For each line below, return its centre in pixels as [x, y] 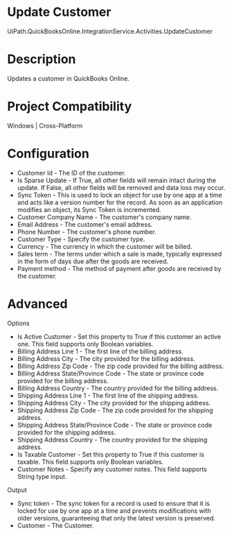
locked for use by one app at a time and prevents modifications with [114, 511]
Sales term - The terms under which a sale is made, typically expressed [119, 254]
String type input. [42, 476]
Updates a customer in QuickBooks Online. [69, 78]
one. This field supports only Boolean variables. [85, 344]
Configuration [48, 154]
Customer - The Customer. [55, 525]
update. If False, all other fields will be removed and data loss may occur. [121, 187]
